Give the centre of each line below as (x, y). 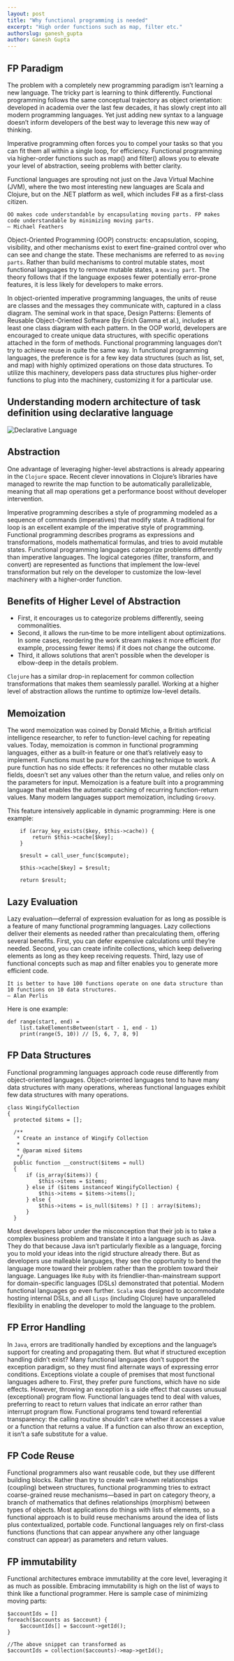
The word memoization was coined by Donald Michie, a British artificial (109, 731)
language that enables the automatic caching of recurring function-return (113, 790)
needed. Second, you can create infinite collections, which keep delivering (115, 948)
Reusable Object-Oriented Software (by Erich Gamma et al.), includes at (111, 320)
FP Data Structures (49, 1056)
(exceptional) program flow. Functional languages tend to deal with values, (115, 1397)
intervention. (25, 499)
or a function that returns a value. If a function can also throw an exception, (116, 1426)
